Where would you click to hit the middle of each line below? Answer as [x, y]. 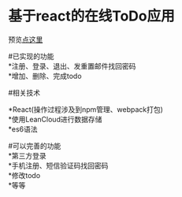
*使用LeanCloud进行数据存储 [55, 119]
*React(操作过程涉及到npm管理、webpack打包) [86, 109]
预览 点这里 [26, 39]
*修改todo [24, 175]
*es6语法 [23, 129]
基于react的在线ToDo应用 [91, 16]
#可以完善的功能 [35, 146]
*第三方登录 [28, 155]
